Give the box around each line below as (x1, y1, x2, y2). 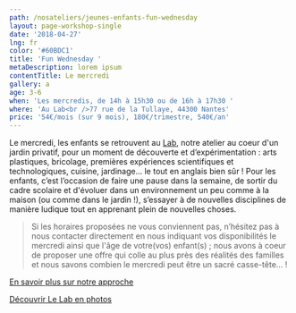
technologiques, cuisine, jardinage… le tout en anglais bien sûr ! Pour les (9, 166, 276, 177)
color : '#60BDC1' (9, 47, 74, 55)
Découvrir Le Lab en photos (9, 294, 112, 305)
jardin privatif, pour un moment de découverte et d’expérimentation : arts (9, 147, 277, 157)
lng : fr (9, 38, 38, 47)
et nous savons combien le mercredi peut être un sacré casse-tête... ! (30, 259, 288, 270)
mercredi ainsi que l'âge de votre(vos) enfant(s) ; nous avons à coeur (30, 241, 286, 251)
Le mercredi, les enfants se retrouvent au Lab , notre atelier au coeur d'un (9, 138, 279, 148)
